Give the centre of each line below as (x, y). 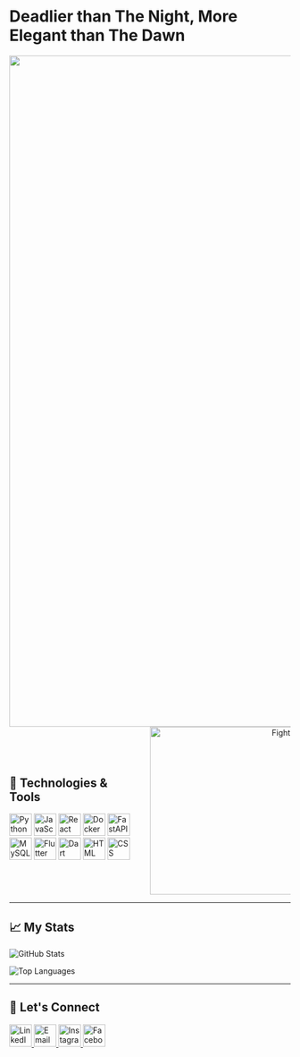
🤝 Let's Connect (54, 1007)
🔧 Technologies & (58, 783)
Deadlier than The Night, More (124, 17)
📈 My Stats (42, 928)
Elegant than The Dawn (97, 35)
